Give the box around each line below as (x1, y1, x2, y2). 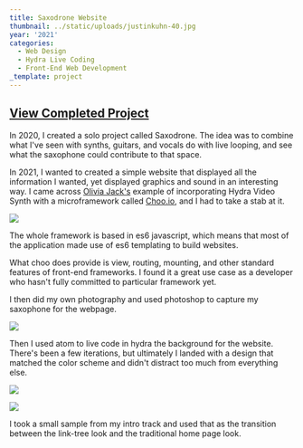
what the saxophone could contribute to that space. (9, 148, 202, 159)
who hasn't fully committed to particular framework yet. (9, 276, 217, 287)
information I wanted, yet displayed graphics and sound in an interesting (9, 176, 279, 186)
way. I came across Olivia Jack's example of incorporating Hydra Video (9, 186, 276, 196)
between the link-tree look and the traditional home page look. (9, 427, 241, 439)
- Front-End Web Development (17, 64, 128, 73)
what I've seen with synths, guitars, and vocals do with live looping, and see (9, 139, 293, 150)
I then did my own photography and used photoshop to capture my (9, 293, 260, 304)
